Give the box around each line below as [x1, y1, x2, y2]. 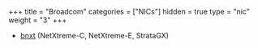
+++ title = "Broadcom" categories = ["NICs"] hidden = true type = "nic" [8, 7, 250, 16]
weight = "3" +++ [8, 15, 67, 25]
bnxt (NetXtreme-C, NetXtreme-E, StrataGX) [19, 31, 169, 40]
